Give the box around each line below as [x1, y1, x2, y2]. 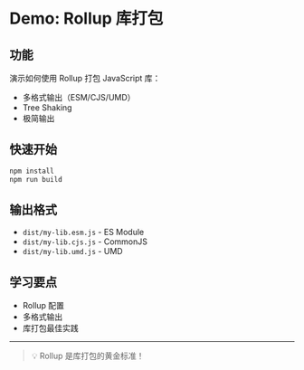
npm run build [9, 175, 63, 184]
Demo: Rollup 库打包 [9, 8, 164, 29]
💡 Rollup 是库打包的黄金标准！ [31, 350, 145, 362]
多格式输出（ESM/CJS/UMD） [22, 92, 136, 102]
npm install [9, 166, 54, 176]
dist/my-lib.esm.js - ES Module [22, 227, 145, 238]
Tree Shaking [22, 102, 72, 113]
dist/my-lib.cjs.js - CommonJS [22, 236, 147, 247]
